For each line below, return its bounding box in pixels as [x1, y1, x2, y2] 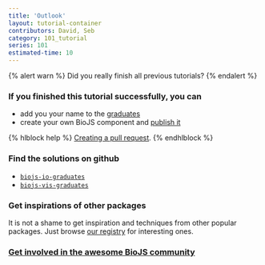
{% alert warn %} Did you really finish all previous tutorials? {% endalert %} [8, 71, 258, 80]
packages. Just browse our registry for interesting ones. [8, 226, 194, 236]
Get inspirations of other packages [8, 199, 147, 211]
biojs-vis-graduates [19, 181, 89, 189]
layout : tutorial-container [8, 19, 102, 27]
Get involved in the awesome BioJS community [8, 246, 195, 257]
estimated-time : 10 [8, 49, 74, 57]
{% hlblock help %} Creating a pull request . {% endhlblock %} [8, 133, 214, 143]
